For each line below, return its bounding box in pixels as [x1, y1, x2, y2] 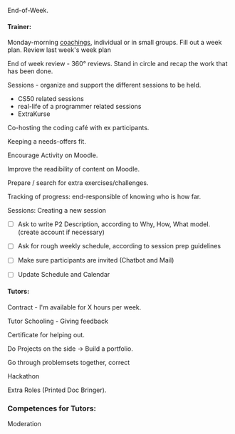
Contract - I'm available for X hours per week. [7, 302, 142, 312]
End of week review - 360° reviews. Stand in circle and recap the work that [7, 60, 228, 68]
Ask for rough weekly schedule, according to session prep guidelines [17, 242, 221, 250]
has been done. [7, 67, 53, 75]
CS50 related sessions [17, 95, 84, 103]
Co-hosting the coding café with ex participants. [7, 124, 150, 132]
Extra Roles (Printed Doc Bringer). [7, 386, 107, 394]
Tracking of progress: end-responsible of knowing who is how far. [7, 192, 202, 201]
